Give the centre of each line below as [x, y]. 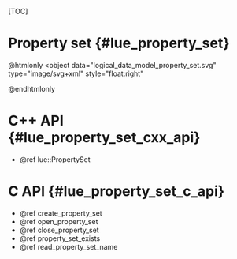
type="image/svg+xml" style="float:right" [76, 73]
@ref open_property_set [59, 221]
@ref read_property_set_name [69, 246]
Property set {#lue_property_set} [119, 43]
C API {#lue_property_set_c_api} [117, 191]
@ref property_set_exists [60, 238]
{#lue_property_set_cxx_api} [104, 138]
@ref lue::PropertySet [55, 159]
